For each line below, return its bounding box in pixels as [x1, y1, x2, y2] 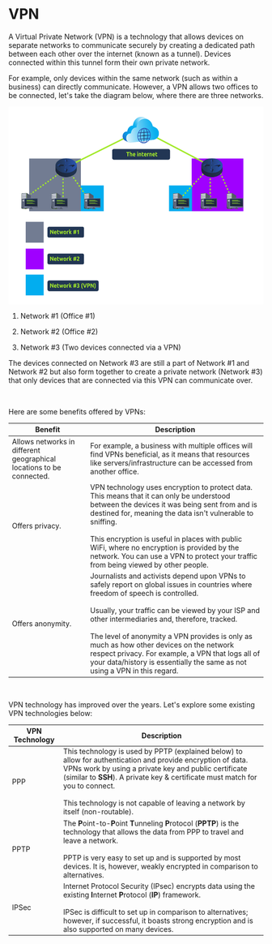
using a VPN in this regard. [90, 666, 179, 676]
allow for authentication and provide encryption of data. [63, 755, 249, 765]
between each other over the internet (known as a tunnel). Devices [8, 49, 232, 58]
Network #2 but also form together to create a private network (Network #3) [8, 367, 263, 376]
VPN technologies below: [8, 708, 93, 718]
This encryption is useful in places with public [90, 534, 243, 543]
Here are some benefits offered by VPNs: [8, 406, 146, 416]
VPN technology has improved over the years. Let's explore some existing [8, 699, 255, 710]
